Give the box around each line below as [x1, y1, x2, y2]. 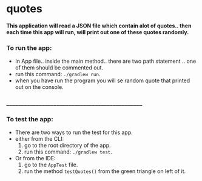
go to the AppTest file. [24, 161, 78, 169]
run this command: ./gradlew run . [15, 71, 101, 78]
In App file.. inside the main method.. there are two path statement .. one [15, 57, 197, 65]
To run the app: [6, 43, 52, 52]
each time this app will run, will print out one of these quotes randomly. [6, 28, 189, 35]
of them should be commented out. [15, 64, 104, 71]
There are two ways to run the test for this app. [15, 129, 133, 136]
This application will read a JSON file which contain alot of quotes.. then [6, 22, 192, 29]
